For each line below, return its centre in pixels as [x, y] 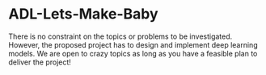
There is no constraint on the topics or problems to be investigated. [120, 36]
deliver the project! [40, 62]
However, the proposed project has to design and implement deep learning [133, 44]
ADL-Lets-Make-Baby [84, 14]
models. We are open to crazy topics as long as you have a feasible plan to [133, 53]
